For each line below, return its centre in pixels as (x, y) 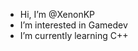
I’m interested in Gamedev (73, 25)
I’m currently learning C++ (74, 35)
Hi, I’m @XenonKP (57, 14)
